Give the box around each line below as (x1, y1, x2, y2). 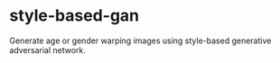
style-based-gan (9, 5, 140, 26)
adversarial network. (9, 44, 86, 55)
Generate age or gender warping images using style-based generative (9, 35, 272, 46)
